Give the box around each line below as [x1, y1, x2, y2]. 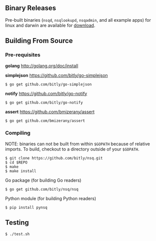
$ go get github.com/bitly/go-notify [5, 100, 83, 105]
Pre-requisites [5, 51, 41, 58]
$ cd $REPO [5, 160, 28, 165]
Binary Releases [5, 4, 56, 12]
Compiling [5, 129, 31, 136]
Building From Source [5, 37, 73, 45]
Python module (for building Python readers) [5, 195, 97, 201]
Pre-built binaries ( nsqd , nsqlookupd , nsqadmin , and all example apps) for [5, 17, 151, 23]
